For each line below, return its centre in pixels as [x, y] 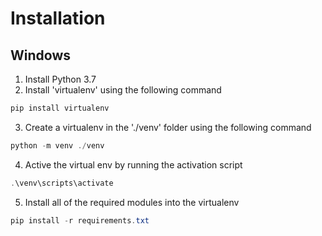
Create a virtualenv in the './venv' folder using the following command [168, 127]
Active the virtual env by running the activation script [133, 164]
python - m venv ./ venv [57, 145]
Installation [58, 18]
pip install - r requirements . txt [80, 220]
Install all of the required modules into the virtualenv [132, 202]
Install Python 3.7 [60, 79]
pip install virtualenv [60, 108]
